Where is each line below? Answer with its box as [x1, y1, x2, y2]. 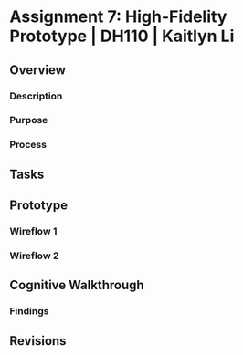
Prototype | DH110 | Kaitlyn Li [9, 26, 235, 47]
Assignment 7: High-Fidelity [9, 6, 227, 27]
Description [9, 89, 63, 102]
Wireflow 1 [9, 225, 58, 238]
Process [9, 139, 48, 151]
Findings [9, 305, 49, 318]
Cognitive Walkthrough [9, 277, 144, 293]
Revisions [9, 333, 67, 349]
